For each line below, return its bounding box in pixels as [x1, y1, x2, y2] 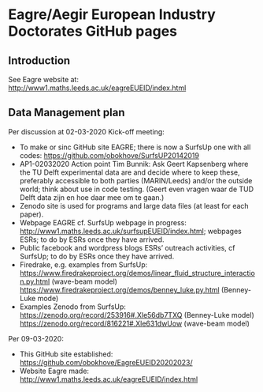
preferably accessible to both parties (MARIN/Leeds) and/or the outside [19, 175, 253, 185]
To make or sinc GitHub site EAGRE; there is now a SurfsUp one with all [19, 142, 251, 152]
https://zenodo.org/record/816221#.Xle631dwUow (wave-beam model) [19, 318, 250, 328]
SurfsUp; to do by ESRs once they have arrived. [19, 251, 175, 261]
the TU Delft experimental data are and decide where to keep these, [19, 168, 240, 177]
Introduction [8, 54, 71, 67]
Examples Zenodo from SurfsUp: [19, 302, 126, 311]
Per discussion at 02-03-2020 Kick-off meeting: [8, 126, 165, 136]
